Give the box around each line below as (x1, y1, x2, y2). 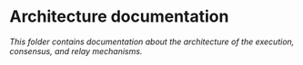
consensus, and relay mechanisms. (9, 45, 143, 56)
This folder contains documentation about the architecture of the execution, (9, 36, 295, 47)
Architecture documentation (9, 6, 229, 27)
